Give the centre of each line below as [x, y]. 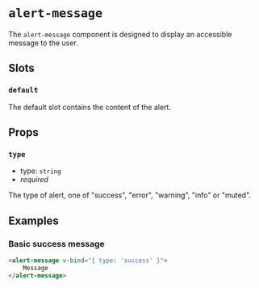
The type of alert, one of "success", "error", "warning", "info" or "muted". [130, 195]
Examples [33, 220]
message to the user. [43, 43]
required [34, 180]
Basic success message [56, 244]
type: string [41, 171]
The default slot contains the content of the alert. [90, 107]
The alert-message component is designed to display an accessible [120, 34]
